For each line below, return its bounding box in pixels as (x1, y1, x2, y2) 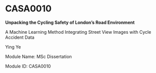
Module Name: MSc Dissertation (5, 53, 72, 60)
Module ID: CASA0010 (5, 63, 51, 69)
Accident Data (5, 34, 35, 40)
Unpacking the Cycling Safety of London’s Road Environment (5, 19, 135, 25)
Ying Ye (5, 44, 21, 50)
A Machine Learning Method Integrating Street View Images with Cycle (5, 29, 151, 35)
